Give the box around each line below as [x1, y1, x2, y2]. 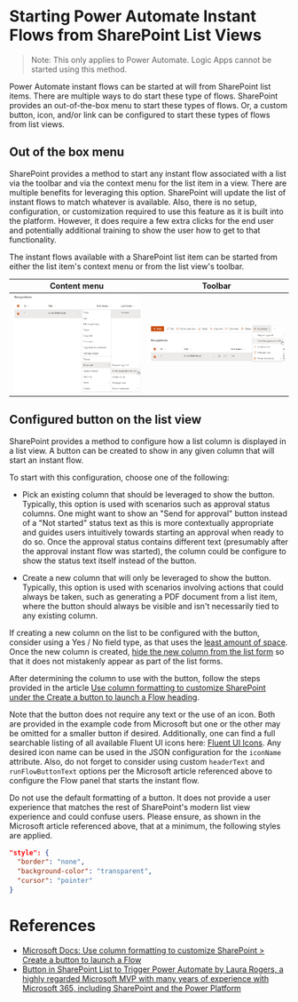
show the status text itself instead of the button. [21, 555, 197, 566]
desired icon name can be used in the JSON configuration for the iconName [9, 746, 282, 757]
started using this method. [30, 64, 128, 75]
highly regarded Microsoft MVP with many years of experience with [21, 973, 269, 983]
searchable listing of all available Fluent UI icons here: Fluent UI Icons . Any [9, 737, 282, 748]
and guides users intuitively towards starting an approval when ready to [21, 527, 284, 537]
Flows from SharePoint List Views [9, 25, 262, 45]
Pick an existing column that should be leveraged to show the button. [21, 489, 275, 499]
